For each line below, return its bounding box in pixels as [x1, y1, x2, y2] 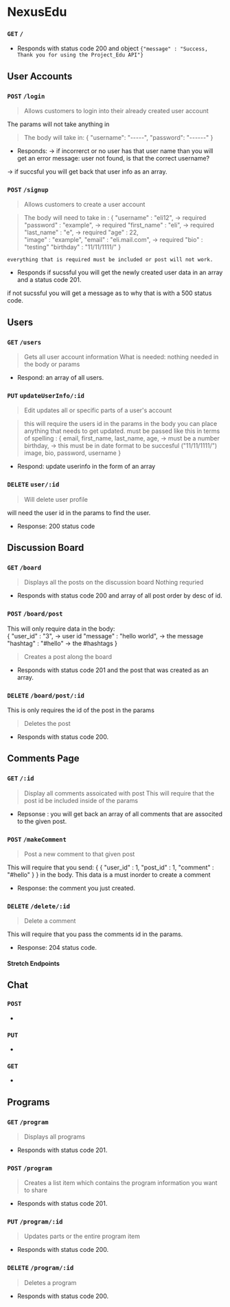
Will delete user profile [23, 495, 88, 503]
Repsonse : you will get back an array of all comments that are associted [16, 809, 223, 818]
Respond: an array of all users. [16, 374, 104, 382]
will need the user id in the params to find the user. [7, 508, 151, 517]
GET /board [7, 564, 42, 572]
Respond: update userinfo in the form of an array [16, 463, 156, 471]
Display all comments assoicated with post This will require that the [23, 789, 215, 797]
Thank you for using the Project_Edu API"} [16, 52, 144, 59]
